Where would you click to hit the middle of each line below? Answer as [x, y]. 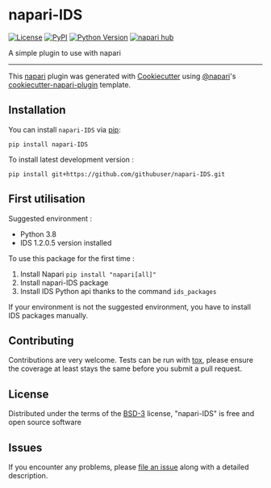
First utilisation [47, 199]
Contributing [41, 341]
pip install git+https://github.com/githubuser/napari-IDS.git [117, 174]
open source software [45, 423]
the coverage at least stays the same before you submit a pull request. [125, 368]
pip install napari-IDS [48, 144]
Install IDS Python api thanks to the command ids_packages [118, 291]
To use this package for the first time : [71, 258]
